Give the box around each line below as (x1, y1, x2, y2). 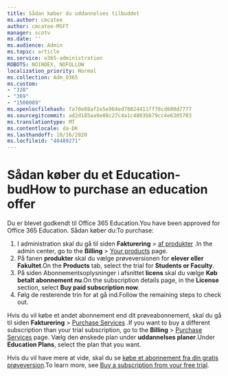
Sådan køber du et (7, 167, 113, 183)
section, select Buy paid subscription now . (16, 283, 140, 292)
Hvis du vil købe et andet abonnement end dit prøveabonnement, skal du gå (7, 312, 222, 320)
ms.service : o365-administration (7, 55, 103, 62)
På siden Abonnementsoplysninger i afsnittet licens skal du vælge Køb (16, 269, 218, 277)
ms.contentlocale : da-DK (7, 125, 78, 132)
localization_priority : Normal (7, 67, 97, 74)
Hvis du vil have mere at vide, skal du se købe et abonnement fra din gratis (7, 354, 218, 362)
